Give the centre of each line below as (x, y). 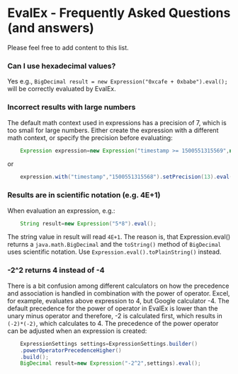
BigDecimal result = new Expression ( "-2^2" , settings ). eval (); (110, 363)
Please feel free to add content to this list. (68, 47)
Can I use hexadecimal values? (62, 66)
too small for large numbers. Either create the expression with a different (113, 130)
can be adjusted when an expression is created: (77, 331)
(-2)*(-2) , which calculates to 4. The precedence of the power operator (113, 323)
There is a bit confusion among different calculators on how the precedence (118, 286)
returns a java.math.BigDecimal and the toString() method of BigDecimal (114, 245)
